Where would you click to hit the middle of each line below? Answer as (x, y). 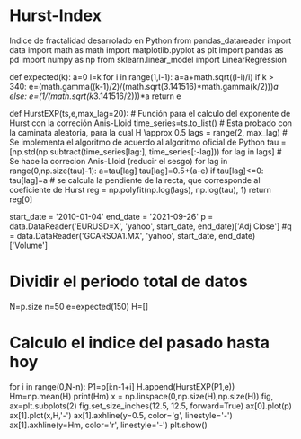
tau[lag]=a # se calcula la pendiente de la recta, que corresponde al (135, 180)
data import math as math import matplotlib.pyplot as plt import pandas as (146, 49)
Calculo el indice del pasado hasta (139, 343)
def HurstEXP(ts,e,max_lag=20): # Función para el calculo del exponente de (150, 113)
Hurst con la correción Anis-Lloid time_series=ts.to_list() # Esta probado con (151, 123)
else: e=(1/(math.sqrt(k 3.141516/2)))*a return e (95, 96)
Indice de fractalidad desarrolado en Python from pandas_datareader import (150, 40)
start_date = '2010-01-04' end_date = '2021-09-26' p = (111, 216)
